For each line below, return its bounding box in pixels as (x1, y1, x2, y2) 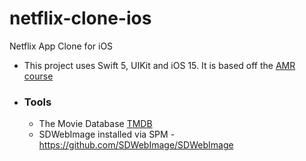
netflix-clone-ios (9, 7, 152, 30)
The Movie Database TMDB (38, 118, 153, 130)
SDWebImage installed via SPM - (38, 128, 176, 141)
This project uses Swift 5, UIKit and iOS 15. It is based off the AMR (23, 59, 296, 71)
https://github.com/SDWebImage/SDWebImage (38, 139, 234, 151)
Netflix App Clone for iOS (9, 40, 114, 52)
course (23, 70, 54, 82)
